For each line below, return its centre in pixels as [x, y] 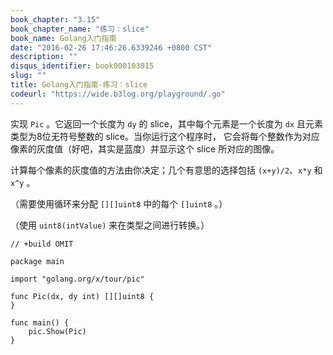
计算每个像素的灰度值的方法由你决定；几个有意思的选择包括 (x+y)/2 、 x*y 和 [166, 170]
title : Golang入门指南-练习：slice [79, 85]
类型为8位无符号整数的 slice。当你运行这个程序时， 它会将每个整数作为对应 [165, 136]
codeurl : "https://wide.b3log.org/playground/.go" [118, 94]
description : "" [44, 57]
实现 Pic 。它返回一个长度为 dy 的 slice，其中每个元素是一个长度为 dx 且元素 [167, 123]
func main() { [40, 322]
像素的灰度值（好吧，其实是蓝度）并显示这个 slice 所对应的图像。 [145, 148]
